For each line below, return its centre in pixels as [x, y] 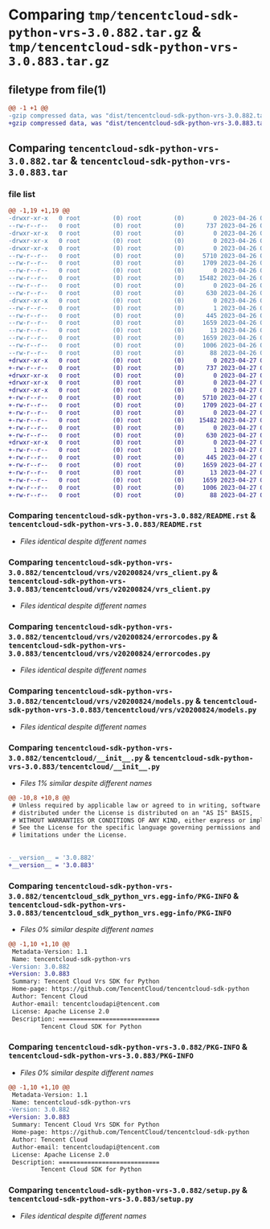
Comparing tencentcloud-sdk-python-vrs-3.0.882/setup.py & [128, 1190]
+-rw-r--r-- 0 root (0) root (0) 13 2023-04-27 [133, 472]
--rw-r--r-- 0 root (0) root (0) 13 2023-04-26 [133, 331]
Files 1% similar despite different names [86, 783]
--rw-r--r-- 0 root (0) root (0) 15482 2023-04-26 [133, 278]
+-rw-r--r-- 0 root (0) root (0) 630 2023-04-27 [133, 435]
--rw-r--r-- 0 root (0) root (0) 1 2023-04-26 [133, 308]
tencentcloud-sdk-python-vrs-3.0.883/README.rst [105, 525]
